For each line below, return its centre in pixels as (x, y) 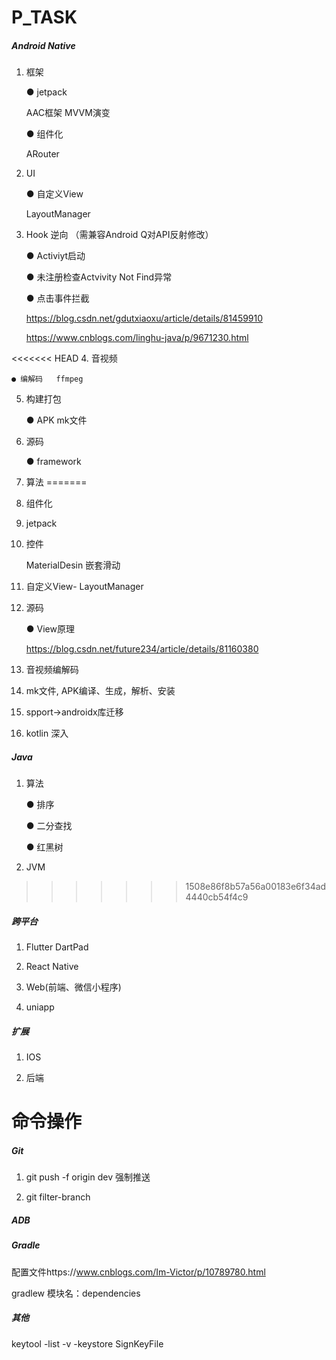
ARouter (42, 154)
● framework (53, 462)
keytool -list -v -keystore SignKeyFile (87, 1343)
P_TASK (44, 17)
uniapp (40, 1007)
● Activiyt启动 (55, 256)
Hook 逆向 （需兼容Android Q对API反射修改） (119, 235)
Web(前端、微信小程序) (73, 987)
